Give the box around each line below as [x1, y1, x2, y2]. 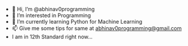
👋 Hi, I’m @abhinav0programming [11, 6, 95, 12]
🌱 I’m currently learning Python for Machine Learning [11, 18, 143, 25]
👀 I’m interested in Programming [11, 12, 91, 19]
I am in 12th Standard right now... [11, 33, 93, 40]
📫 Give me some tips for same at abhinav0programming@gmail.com [11, 25, 182, 32]
